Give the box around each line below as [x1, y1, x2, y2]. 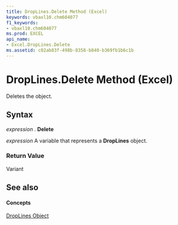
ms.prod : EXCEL [6, 31, 44, 37]
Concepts [6, 199, 31, 206]
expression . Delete [6, 125, 54, 132]
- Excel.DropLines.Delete [6, 42, 70, 48]
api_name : [6, 36, 31, 42]
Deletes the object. [6, 93, 52, 100]
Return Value [6, 152, 44, 160]
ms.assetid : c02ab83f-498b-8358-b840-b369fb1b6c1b [6, 47, 134, 53]
